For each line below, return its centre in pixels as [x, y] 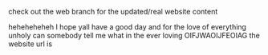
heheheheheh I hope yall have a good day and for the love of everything [128, 27]
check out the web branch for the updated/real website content [113, 12]
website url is [30, 44]
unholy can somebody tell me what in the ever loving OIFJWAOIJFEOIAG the [134, 35]
